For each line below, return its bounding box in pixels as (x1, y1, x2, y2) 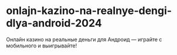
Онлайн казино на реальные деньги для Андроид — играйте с (6, 36, 162, 43)
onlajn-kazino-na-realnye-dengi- (6, 4, 172, 18)
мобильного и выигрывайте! (6, 42, 77, 49)
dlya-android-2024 (6, 16, 103, 30)
